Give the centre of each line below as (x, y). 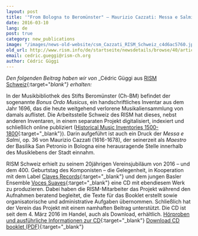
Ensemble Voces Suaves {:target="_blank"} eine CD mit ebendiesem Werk (96, 182)
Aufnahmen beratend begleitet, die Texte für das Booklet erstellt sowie (92, 195)
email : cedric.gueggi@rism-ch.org (49, 56)
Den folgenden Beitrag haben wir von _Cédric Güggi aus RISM (82, 78)
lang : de (17, 28)
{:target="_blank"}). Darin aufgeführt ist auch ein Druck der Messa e (101, 133)
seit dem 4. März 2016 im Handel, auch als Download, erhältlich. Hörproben (98, 214)
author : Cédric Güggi (33, 61)
